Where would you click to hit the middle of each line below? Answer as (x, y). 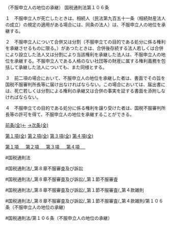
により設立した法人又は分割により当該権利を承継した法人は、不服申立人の (83, 54)
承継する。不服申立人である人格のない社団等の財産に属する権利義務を (88, 61)
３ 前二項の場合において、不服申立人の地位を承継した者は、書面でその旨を (85, 78)
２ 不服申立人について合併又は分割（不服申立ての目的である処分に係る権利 (85, 42)
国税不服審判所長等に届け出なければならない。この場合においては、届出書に (85, 84)
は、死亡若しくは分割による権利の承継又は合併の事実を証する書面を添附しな (85, 91)
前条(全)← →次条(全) (27, 125)
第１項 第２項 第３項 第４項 (42, 147)
